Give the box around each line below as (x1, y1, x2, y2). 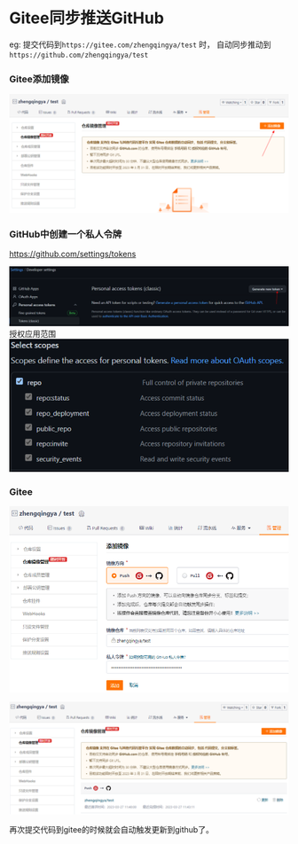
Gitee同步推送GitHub (9, 8, 164, 28)
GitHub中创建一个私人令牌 (9, 228, 122, 240)
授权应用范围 (9, 328, 56, 339)
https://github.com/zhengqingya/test (9, 51, 149, 59)
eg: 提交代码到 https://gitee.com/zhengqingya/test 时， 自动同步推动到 (9, 39, 271, 50)
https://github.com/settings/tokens (9, 249, 137, 260)
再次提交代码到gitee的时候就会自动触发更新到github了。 (9, 824, 215, 834)
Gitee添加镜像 (9, 73, 69, 85)
